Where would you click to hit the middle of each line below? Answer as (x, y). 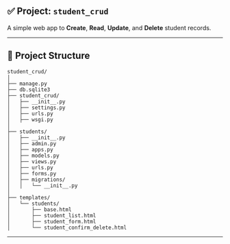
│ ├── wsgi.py (30, 119)
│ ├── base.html (39, 209)
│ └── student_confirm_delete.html (67, 228)
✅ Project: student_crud (58, 11)
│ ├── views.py (32, 161)
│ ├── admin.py (32, 143)
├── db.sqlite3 (29, 89)
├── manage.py (27, 84)
